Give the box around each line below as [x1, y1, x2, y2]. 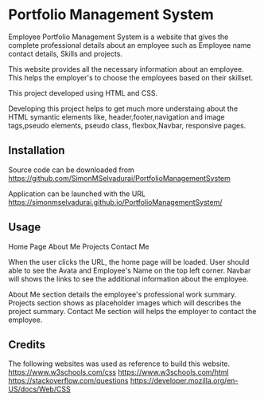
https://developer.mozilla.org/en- [130, 376, 239, 386]
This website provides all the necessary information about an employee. [8, 64, 244, 73]
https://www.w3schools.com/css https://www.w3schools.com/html [8, 368, 229, 377]
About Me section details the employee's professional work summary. [8, 289, 237, 299]
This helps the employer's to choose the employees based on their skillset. [8, 73, 254, 82]
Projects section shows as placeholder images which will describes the [8, 297, 242, 308]
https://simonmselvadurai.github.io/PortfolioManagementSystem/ [8, 197, 223, 206]
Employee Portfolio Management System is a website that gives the [8, 32, 229, 41]
